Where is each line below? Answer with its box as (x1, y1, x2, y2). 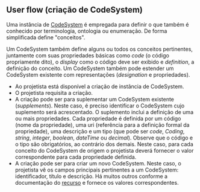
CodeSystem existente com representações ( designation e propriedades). (6, 71, 190, 78)
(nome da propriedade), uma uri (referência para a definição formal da (14, 121, 190, 129)
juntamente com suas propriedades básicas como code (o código (6, 51, 170, 59)
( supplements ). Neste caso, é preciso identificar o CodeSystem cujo (14, 102, 185, 109)
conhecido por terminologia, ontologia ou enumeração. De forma (6, 27, 167, 34)
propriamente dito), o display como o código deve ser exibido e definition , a (6, 58, 195, 65)
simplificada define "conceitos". (6, 33, 86, 41)
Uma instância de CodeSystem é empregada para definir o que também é (6, 21, 189, 28)
